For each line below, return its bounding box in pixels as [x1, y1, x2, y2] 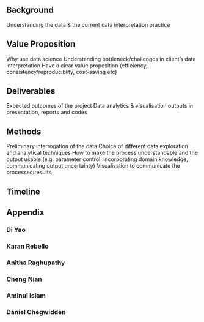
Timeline [6, 186, 41, 197]
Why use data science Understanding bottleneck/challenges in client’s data [6, 55, 196, 62]
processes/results [6, 168, 52, 176]
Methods [6, 126, 42, 137]
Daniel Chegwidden [6, 307, 66, 316]
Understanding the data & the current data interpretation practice [6, 21, 170, 28]
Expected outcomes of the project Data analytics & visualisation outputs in [6, 102, 194, 110]
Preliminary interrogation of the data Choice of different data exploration [6, 143, 188, 150]
